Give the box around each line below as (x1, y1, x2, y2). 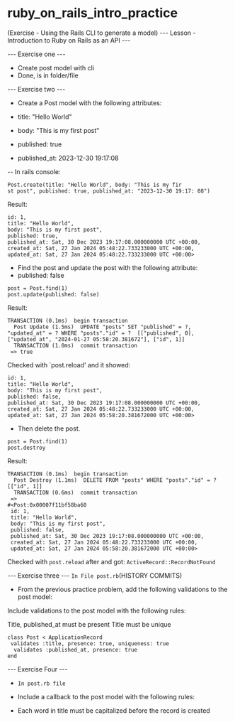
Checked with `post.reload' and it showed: (7, 360, 131, 369)
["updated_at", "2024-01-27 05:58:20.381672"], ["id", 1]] (7, 335, 185, 343)
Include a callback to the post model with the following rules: (17, 692, 195, 701)
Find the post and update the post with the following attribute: (17, 263, 198, 271)
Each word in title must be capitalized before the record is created (17, 706, 210, 715)
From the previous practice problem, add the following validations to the (17, 585, 228, 593)
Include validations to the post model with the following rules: (7, 606, 186, 615)
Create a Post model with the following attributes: (17, 98, 162, 107)
